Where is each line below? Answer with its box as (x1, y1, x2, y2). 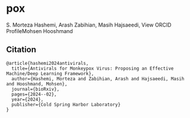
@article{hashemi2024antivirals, (6, 60, 89, 66)
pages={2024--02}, (11, 91, 58, 97)
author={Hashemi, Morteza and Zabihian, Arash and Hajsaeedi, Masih (11, 76, 185, 81)
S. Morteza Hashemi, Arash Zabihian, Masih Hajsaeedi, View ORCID (6, 21, 172, 28)
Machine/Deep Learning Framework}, (6, 70, 94, 77)
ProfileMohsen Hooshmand (6, 27, 73, 34)
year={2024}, (11, 96, 44, 102)
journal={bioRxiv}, (11, 86, 60, 92)
